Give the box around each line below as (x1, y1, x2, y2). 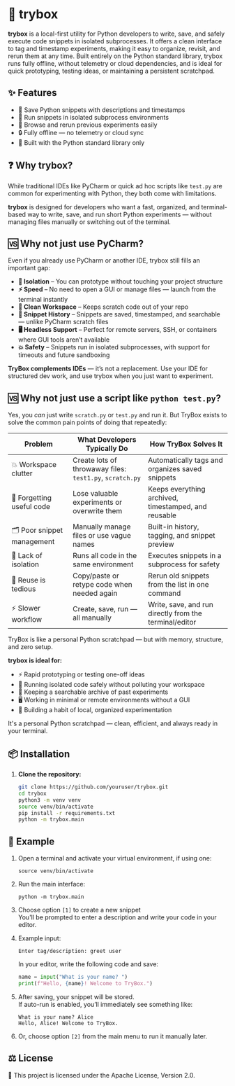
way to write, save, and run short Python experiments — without (27, 210, 212, 218)
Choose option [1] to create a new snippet (17, 906, 142, 914)
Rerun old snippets (148, 571, 210, 580)
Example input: (17, 934, 61, 942)
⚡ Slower (11, 603, 41, 613)
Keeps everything (148, 485, 206, 494)
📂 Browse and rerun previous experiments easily (17, 120, 158, 129)
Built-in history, (148, 522, 199, 531)
